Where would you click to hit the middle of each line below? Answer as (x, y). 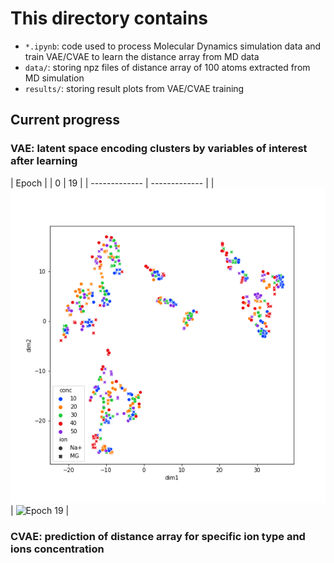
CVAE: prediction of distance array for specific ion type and (158, 536)
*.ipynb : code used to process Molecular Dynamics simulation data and (173, 46)
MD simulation (54, 78)
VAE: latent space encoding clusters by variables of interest (159, 149)
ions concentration (57, 549)
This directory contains (109, 18)
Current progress (65, 120)
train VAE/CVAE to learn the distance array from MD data (142, 56)
